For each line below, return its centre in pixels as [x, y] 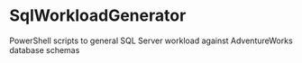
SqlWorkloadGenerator [98, 16]
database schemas [45, 49]
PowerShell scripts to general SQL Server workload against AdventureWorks [151, 40]
